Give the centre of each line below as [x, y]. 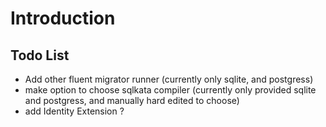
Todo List [40, 55]
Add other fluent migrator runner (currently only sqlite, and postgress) [169, 79]
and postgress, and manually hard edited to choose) [132, 100]
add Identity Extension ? [74, 111]
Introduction [63, 18]
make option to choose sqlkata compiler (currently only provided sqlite [170, 90]
